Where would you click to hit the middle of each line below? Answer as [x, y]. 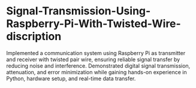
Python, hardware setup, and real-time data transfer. [71, 78]
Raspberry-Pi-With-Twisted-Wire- [94, 24]
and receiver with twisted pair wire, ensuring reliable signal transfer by [93, 59]
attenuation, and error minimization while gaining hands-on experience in [97, 72]
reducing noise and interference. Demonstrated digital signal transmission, [98, 66]
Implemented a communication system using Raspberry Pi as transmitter [96, 53]
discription [34, 37]
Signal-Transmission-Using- [79, 11]
